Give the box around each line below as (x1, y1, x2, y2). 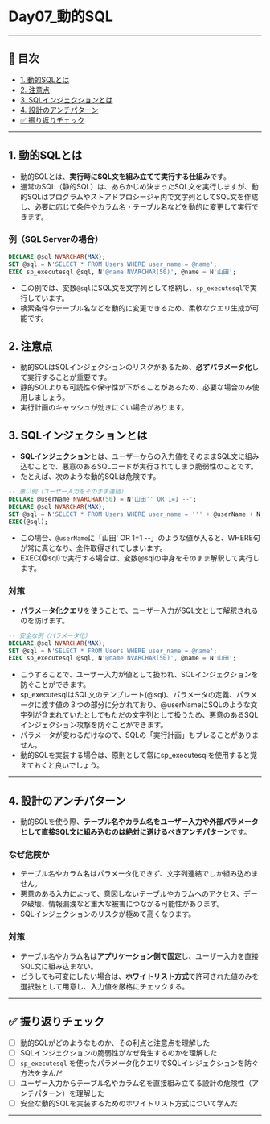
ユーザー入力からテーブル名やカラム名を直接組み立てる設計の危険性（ (19, 1078, 252, 1088)
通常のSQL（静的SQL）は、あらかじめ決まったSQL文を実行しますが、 (19, 181, 252, 191)
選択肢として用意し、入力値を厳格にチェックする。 (19, 981, 190, 991)
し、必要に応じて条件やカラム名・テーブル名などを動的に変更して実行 (19, 202, 252, 211)
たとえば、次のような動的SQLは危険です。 (19, 472, 161, 481)
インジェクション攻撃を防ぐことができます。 (19, 720, 168, 730)
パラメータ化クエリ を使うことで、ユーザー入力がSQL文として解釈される (19, 606, 259, 615)
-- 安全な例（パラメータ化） (8, 631, 91, 639)
